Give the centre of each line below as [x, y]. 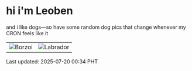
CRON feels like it [27, 33]
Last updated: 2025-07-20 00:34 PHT [52, 61]
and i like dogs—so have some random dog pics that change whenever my [96, 27]
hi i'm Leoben [40, 11]
